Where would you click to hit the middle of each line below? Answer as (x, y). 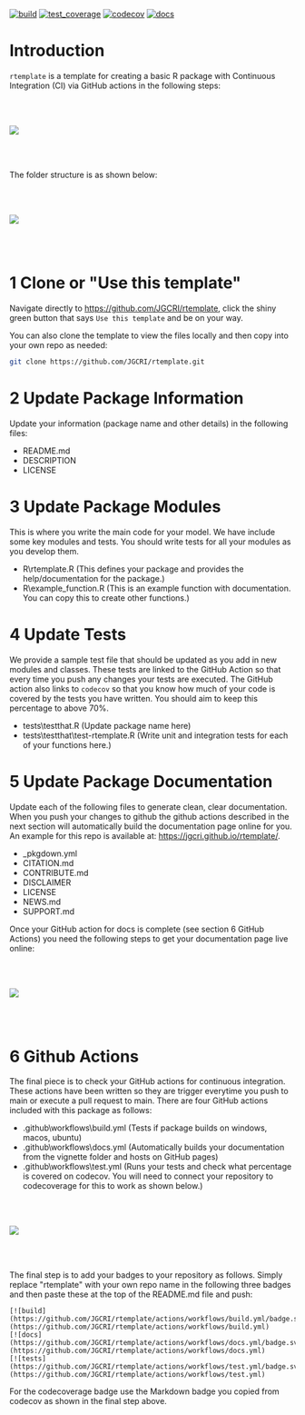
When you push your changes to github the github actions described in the (149, 816)
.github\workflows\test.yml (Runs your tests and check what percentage (157, 1167)
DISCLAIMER (47, 882)
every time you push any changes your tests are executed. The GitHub (142, 679)
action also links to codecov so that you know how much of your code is (143, 688)
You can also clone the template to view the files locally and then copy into (149, 335)
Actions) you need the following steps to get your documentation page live (149, 938)
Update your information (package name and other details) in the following (149, 424)
